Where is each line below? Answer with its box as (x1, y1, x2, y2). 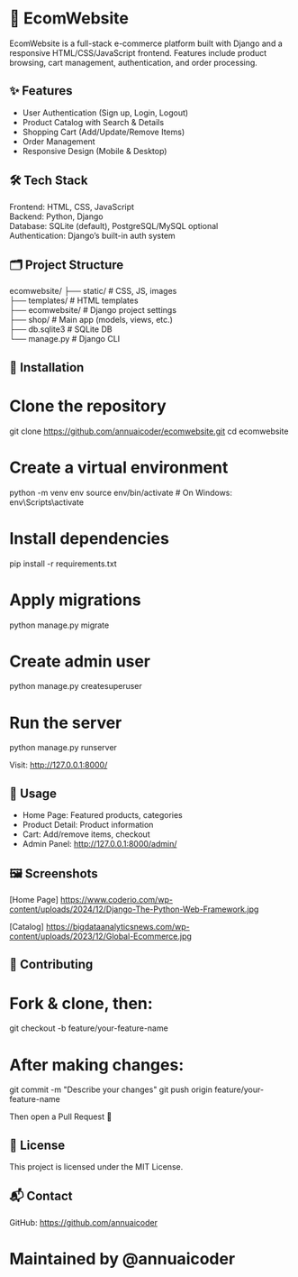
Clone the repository (9, 396, 167, 416)
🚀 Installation (9, 360, 85, 375)
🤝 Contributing (9, 957, 94, 972)
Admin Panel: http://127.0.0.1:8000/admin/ (22, 839, 177, 850)
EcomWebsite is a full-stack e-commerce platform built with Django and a (9, 38, 284, 49)
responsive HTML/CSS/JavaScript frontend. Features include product (9, 47, 267, 58)
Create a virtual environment (9, 457, 229, 477)
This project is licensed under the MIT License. (9, 1162, 184, 1172)
